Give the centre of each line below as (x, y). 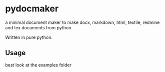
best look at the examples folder (38, 65)
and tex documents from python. (39, 27)
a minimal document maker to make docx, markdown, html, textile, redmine (82, 22)
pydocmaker (32, 9)
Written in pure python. (29, 37)
